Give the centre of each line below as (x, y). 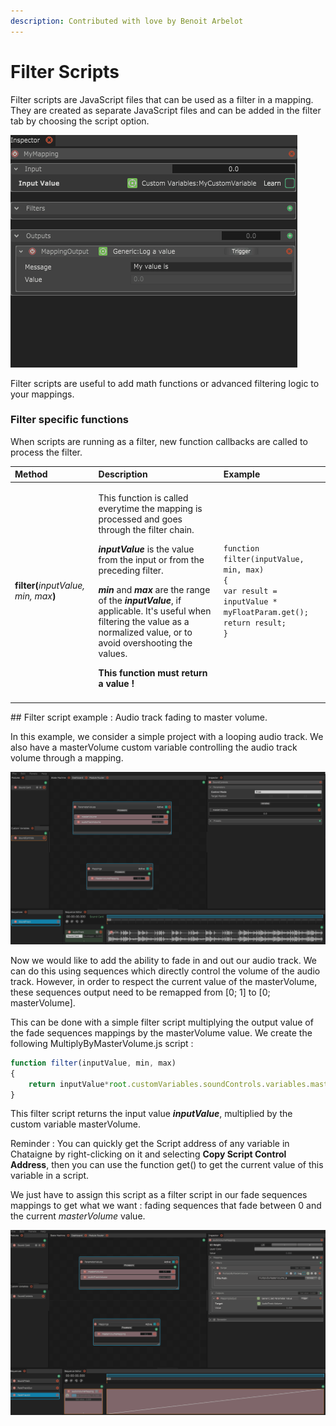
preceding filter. (131, 570)
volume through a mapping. (67, 758)
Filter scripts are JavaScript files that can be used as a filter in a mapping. (162, 99)
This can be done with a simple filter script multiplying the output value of (162, 1022)
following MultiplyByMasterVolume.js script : (102, 1043)
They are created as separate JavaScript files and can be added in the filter (166, 110)
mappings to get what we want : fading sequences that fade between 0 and (166, 1206)
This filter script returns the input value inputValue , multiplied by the (151, 1114)
